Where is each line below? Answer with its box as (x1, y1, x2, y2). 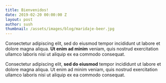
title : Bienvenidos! (5, 7, 49, 13)
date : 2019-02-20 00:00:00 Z (5, 12, 67, 17)
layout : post (5, 17, 33, 22)
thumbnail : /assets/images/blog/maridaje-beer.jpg (5, 26, 115, 32)
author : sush (5, 21, 33, 27)
